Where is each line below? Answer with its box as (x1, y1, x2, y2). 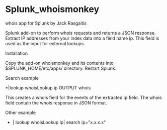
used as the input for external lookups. (5, 40, 86, 46)
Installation (5, 50, 28, 56)
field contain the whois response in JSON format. (5, 99, 107, 106)
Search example (5, 75, 39, 81)
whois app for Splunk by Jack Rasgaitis (5, 20, 87, 26)
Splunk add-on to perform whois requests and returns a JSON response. (5, 30, 156, 36)
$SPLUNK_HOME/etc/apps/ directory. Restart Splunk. (5, 65, 117, 71)
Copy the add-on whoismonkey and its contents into (5, 60, 114, 66)
